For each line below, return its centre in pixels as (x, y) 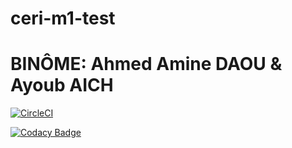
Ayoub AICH (62, 85)
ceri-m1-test (63, 18)
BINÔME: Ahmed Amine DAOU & (146, 64)
